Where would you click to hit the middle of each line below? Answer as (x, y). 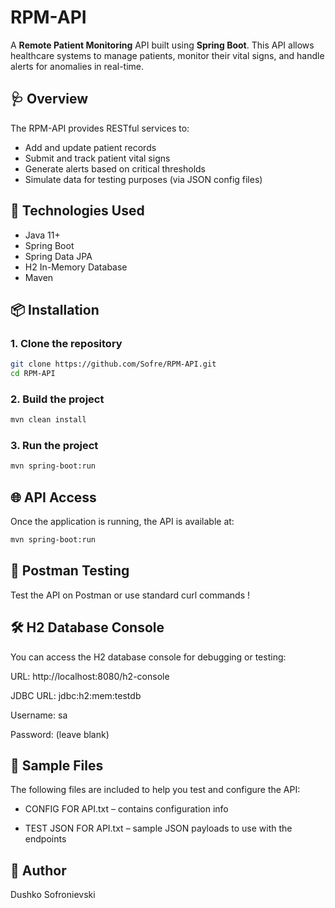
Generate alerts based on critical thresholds (115, 168)
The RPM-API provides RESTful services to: (100, 128)
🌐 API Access (53, 497)
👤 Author (38, 870)
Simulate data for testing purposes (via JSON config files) (143, 179)
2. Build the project (57, 399)
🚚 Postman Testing (70, 571)
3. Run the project (54, 446)
